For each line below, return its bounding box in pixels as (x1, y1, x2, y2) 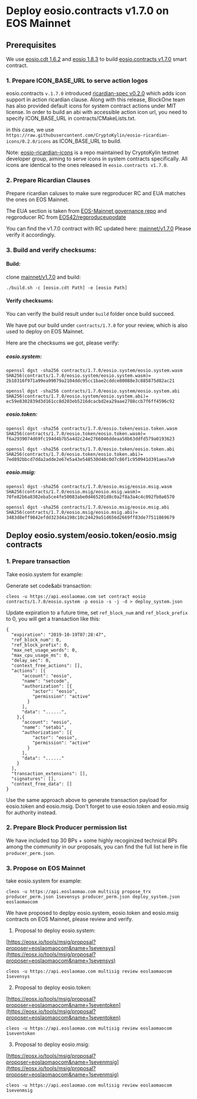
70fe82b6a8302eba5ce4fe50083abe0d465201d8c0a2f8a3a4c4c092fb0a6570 (6, 494, 175, 500)
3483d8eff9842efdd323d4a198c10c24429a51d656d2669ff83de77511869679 (6, 515, 175, 520)
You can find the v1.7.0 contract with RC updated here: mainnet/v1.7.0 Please (6, 225, 192, 232)
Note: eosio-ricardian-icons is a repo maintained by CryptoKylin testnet (6, 149, 179, 156)
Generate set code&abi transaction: (6, 582, 92, 589)
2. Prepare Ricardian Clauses (6, 176, 91, 185)
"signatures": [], (11, 776, 57, 781)
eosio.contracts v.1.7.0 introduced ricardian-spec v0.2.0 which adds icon (6, 90, 186, 97)
